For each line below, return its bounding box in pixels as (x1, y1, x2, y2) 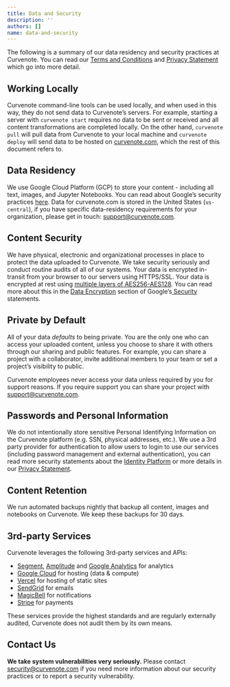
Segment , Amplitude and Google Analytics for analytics (16, 562, 174, 570)
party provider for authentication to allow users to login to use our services (7, 443, 219, 451)
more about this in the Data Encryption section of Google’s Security (7, 287, 198, 295)
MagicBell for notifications (16, 591, 91, 599)
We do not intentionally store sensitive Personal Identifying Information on (7, 428, 216, 436)
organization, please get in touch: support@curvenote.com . (7, 212, 176, 220)
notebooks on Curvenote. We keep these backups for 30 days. (7, 510, 185, 518)
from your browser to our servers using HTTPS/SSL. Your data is (26, 273, 209, 281)
